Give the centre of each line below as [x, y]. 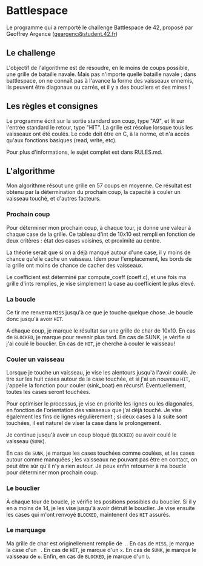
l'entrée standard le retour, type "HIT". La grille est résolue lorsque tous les [100, 127]
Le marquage [26, 530]
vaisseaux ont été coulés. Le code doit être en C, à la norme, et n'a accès [98, 134]
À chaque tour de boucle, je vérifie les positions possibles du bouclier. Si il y [101, 502]
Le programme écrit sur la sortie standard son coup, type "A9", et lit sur [95, 121]
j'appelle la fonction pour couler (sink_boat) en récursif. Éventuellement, [96, 385]
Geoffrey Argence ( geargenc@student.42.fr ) [62, 33]
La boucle [21, 299]
